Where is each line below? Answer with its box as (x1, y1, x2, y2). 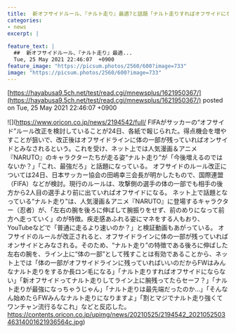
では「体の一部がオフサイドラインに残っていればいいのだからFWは (19, 258, 214, 267)
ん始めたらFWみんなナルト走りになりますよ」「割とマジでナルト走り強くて (7, 293, 223, 302)
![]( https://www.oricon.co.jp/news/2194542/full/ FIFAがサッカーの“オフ (7, 117, 213, 126)
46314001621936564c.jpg (7, 318, 84, 326)
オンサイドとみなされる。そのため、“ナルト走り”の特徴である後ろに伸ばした (7, 240, 228, 249)
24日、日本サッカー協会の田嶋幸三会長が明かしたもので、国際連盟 (31, 170, 224, 179)
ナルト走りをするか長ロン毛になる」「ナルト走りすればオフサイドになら (13, 267, 220, 275)
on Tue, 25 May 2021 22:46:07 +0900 (7, 103, 117, 112)
